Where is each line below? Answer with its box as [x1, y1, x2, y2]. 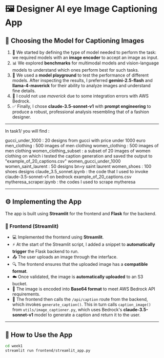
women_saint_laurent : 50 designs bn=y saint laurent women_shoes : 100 [5, 163, 152, 169]
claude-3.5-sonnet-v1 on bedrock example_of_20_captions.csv [5, 174, 132, 179]
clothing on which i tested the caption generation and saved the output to [5, 153, 153, 159]
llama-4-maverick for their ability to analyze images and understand [12, 83, 151, 88]
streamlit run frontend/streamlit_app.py [5, 348, 91, 353]
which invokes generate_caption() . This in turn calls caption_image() [12, 301, 151, 307]
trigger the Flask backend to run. [12, 249, 79, 255]
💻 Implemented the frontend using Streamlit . [12, 234, 104, 240]
